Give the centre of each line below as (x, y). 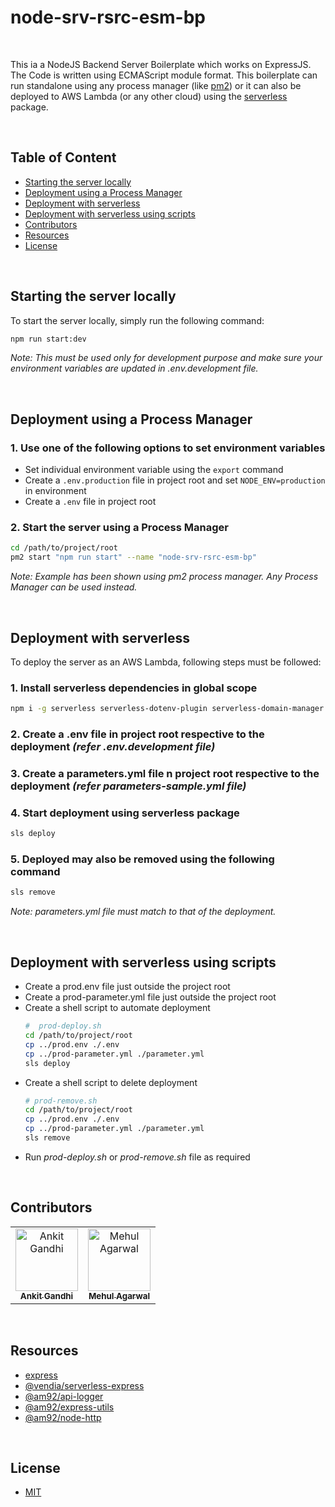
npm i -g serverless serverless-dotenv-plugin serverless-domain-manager (167, 709)
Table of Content (63, 157)
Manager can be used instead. (74, 587)
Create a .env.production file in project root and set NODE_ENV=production (175, 480)
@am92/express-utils (69, 1407)
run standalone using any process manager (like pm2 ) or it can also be (156, 85)
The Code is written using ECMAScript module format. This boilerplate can (164, 75)
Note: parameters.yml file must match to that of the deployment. (143, 912)
